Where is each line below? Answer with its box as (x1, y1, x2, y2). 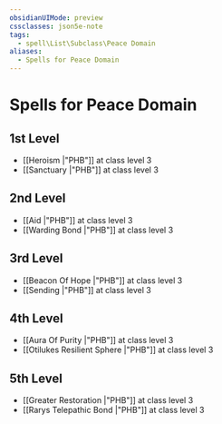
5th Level (9, 370, 63, 386)
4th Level (9, 311, 63, 327)
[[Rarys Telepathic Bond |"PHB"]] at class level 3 (22, 405, 205, 416)
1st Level (9, 131, 60, 146)
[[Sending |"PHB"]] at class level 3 (22, 284, 151, 295)
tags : (9, 30, 30, 39)
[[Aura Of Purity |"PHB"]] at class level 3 (22, 335, 174, 346)
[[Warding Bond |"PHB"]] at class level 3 (22, 224, 174, 235)
